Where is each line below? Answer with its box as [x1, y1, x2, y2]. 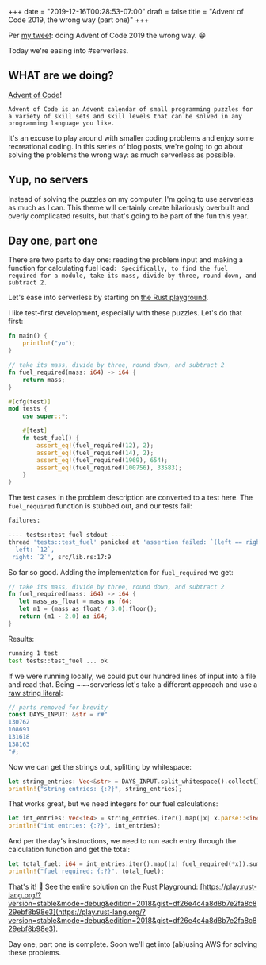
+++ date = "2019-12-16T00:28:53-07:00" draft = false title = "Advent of [8, 7, 244, 16]
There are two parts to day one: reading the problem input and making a [8, 255, 244, 264]
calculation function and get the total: [8, 845, 131, 855]
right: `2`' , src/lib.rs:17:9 [11, 553, 112, 561]
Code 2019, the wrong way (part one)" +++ [8, 15, 149, 25]
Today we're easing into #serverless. [8, 46, 129, 55]
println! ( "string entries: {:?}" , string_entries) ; [8, 785, 182, 793]
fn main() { [8, 332, 47, 340]
